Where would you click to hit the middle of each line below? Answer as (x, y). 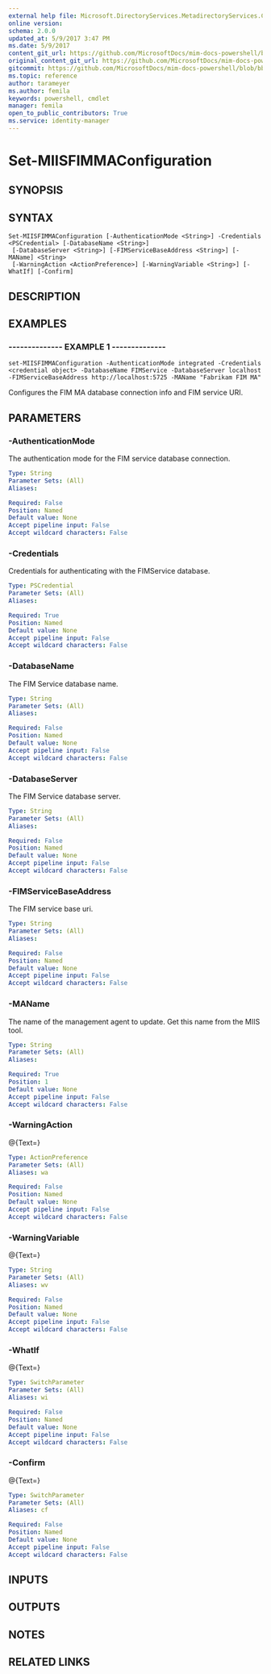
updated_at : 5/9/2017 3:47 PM (59, 38)
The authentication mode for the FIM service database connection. (119, 459)
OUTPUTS (34, 1607)
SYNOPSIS (36, 190)
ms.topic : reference (43, 76)
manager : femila (35, 106)
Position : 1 (28, 1082)
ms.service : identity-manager (59, 121)
